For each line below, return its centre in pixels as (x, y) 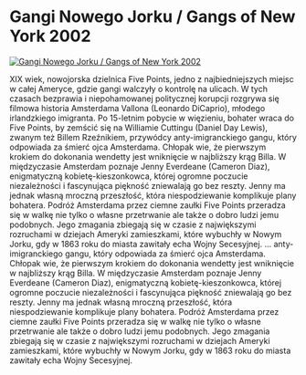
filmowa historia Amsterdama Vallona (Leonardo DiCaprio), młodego (137, 108)
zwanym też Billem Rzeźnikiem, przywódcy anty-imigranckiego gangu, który (153, 137)
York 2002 (50, 36)
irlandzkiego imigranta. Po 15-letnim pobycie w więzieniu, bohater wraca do (152, 118)
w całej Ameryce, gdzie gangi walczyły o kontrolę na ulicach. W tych (138, 89)
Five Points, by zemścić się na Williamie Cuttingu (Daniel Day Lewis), (138, 127)
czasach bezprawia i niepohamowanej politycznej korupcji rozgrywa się (145, 99)
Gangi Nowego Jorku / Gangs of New (153, 17)
